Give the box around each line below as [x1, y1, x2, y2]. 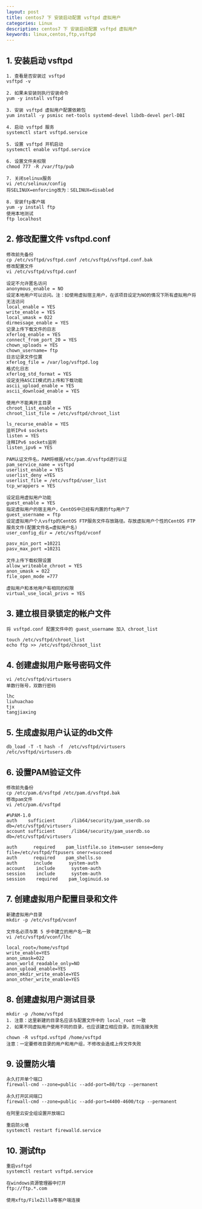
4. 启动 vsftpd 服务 [6, 124, 54, 130]
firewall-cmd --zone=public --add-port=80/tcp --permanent [6, 1082, 158, 1088]
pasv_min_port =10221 [6, 541, 61, 547]
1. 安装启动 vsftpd [6, 55, 73, 66]
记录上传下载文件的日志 [6, 326, 56, 332]
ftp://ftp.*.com [6, 1185, 47, 1192]
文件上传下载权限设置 [6, 557, 51, 564]
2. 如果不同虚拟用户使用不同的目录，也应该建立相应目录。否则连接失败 [6, 1023, 158, 1030]
